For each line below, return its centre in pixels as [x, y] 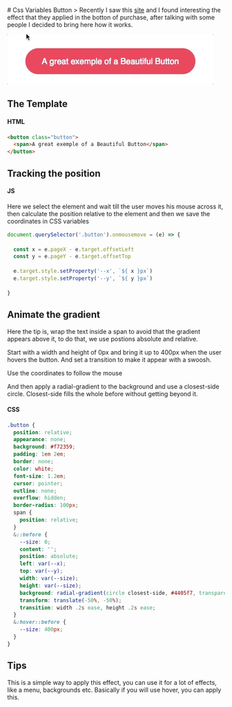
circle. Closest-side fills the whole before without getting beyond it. [103, 393]
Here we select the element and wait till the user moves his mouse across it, [115, 206]
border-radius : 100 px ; [46, 505]
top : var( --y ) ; [41, 571]
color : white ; [33, 469]
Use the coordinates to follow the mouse [65, 373]
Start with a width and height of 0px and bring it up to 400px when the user [115, 352]
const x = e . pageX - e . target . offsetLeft [74, 249]
